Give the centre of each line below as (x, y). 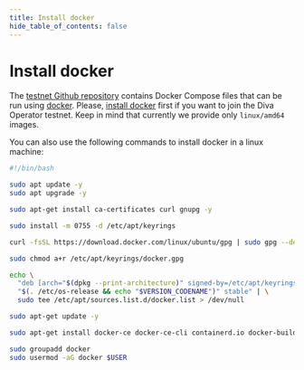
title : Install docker (52, 18)
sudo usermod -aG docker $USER (68, 357)
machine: (27, 152)
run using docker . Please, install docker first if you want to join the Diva (142, 106)
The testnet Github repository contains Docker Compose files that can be (146, 96)
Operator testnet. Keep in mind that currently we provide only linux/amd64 (147, 115)
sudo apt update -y (46, 185)
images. (24, 125)
